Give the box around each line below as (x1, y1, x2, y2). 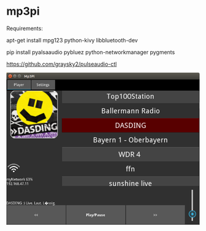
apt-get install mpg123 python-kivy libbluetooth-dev (6, 36, 138, 44)
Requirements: (6, 25, 43, 32)
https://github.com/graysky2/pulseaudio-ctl (6, 60, 117, 68)
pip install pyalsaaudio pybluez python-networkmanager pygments (6, 48, 175, 56)
